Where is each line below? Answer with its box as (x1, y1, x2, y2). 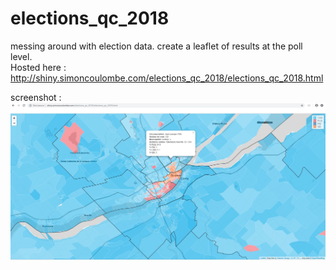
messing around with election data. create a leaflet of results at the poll (10, 40, 303, 52)
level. (10, 50, 33, 62)
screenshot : (10, 91, 62, 103)
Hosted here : (10, 61, 67, 73)
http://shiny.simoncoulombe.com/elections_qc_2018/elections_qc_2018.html (10, 72, 324, 84)
